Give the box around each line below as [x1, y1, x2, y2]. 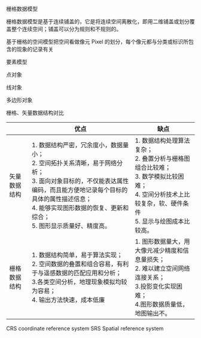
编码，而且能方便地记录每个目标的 [32, 186, 128, 194]
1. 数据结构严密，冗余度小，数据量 [32, 141, 129, 149]
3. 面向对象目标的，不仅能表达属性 [32, 177, 129, 185]
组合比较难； [134, 163, 171, 172]
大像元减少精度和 [134, 246, 183, 254]
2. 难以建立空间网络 [134, 264, 190, 272]
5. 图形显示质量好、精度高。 [32, 222, 111, 230]
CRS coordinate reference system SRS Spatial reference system [6, 325, 164, 332]
